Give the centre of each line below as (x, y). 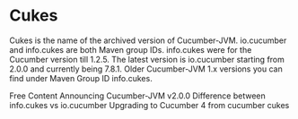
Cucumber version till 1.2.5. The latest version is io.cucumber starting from (147, 59)
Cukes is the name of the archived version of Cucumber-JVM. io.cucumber (148, 40)
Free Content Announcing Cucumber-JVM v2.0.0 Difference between (138, 96)
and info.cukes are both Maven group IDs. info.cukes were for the (131, 49)
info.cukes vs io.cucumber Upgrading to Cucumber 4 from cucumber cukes (149, 105)
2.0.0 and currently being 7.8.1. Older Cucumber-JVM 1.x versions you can (146, 69)
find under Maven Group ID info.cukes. (81, 78)
